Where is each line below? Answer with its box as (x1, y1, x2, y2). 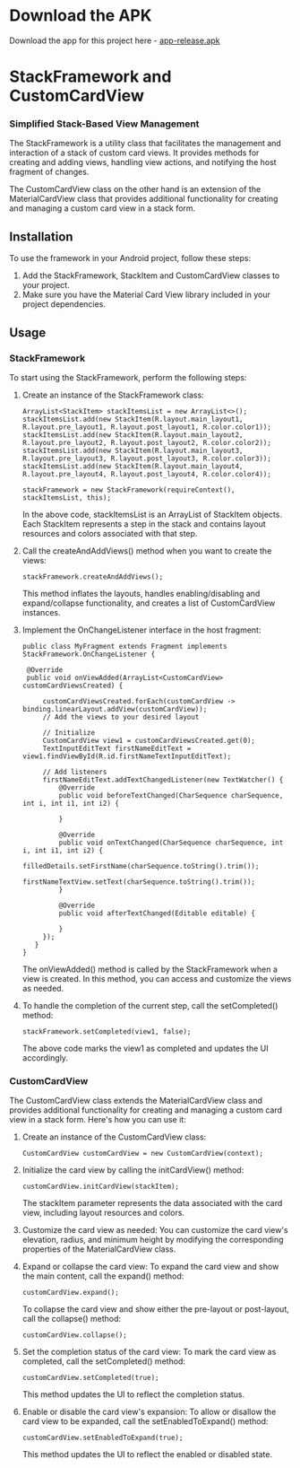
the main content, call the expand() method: (21, 1271, 184, 1281)
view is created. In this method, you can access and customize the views (21, 973, 292, 983)
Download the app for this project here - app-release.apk (9, 35, 221, 46)
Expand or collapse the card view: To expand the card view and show (21, 1262, 279, 1272)
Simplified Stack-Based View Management (9, 118, 200, 130)
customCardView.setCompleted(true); (21, 1374, 159, 1383)
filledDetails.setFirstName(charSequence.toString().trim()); (21, 861, 260, 870)
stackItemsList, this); (21, 493, 112, 502)
